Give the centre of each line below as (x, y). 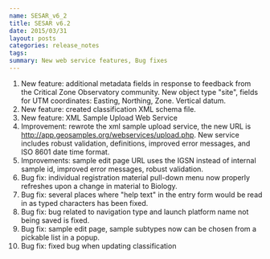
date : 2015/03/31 (38, 31)
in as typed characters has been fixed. (84, 203)
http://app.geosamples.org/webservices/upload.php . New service (130, 134)
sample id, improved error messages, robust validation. (112, 169)
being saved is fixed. (55, 220)
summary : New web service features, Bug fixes (88, 61)
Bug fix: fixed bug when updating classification (98, 245)
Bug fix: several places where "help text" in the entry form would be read (141, 195)
